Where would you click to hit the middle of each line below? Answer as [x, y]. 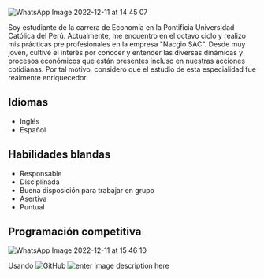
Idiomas [28, 102]
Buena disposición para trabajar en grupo [87, 190]
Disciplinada [39, 182]
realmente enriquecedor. [48, 78]
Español [33, 129]
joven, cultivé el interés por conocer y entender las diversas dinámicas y [126, 52]
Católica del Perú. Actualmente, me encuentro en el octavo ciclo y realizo [127, 36]
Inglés [30, 121]
